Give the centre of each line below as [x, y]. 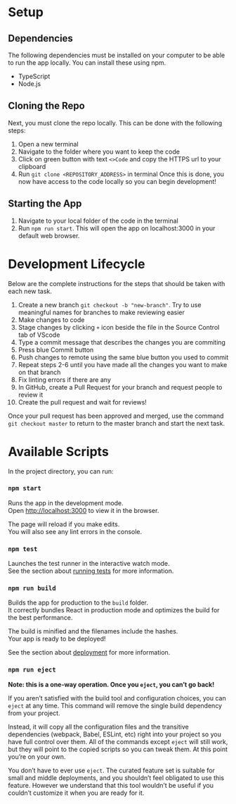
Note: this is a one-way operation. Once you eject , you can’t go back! [111, 684]
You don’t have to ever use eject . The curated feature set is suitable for [111, 770]
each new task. [30, 291]
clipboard [32, 166]
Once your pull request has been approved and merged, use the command [116, 416]
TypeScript [34, 76]
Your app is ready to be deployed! [57, 639]
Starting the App [45, 204]
